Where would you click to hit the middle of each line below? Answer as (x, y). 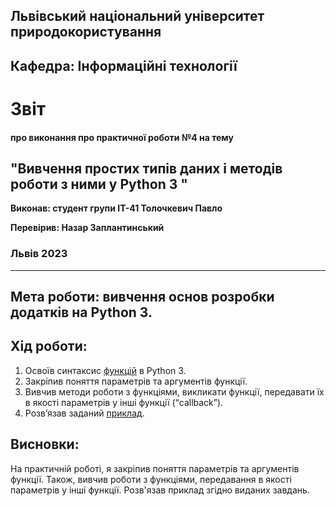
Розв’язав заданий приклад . (84, 413)
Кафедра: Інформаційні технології (124, 65)
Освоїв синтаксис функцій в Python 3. (105, 370)
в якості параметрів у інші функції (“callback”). (124, 402)
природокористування (86, 32)
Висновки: (45, 444)
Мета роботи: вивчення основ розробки (142, 297)
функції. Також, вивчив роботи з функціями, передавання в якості (151, 479)
